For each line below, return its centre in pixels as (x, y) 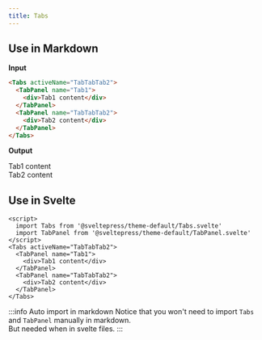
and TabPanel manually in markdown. (70, 321)
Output (21, 151)
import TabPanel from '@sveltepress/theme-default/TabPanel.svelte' (133, 233)
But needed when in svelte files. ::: (66, 329)
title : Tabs (28, 16)
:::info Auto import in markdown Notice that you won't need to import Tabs (131, 312)
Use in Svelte (42, 200)
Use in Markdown (53, 49)
